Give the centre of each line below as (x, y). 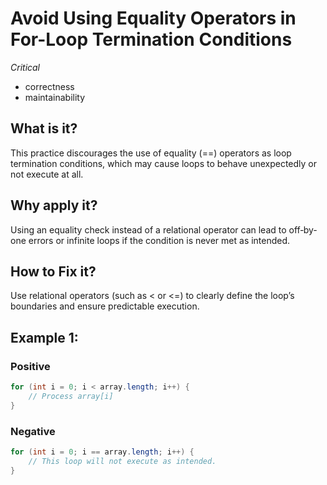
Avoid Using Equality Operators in (153, 18)
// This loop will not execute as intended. (122, 461)
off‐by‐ (302, 229)
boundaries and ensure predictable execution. (105, 306)
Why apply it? (54, 205)
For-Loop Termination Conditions (151, 39)
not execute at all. (47, 174)
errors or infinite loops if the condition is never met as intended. (159, 240)
